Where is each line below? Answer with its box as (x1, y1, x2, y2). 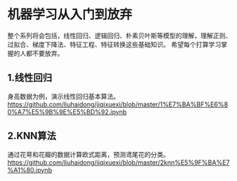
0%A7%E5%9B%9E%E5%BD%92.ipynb (7, 107, 127, 116)
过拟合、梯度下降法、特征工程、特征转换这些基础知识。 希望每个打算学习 (7, 40, 221, 48)
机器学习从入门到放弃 (7, 6, 133, 23)
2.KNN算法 (7, 130, 57, 142)
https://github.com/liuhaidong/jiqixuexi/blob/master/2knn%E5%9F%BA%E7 (7, 158, 230, 167)
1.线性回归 (7, 72, 53, 84)
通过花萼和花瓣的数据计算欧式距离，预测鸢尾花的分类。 (7, 150, 169, 158)
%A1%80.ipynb (7, 165, 52, 174)
